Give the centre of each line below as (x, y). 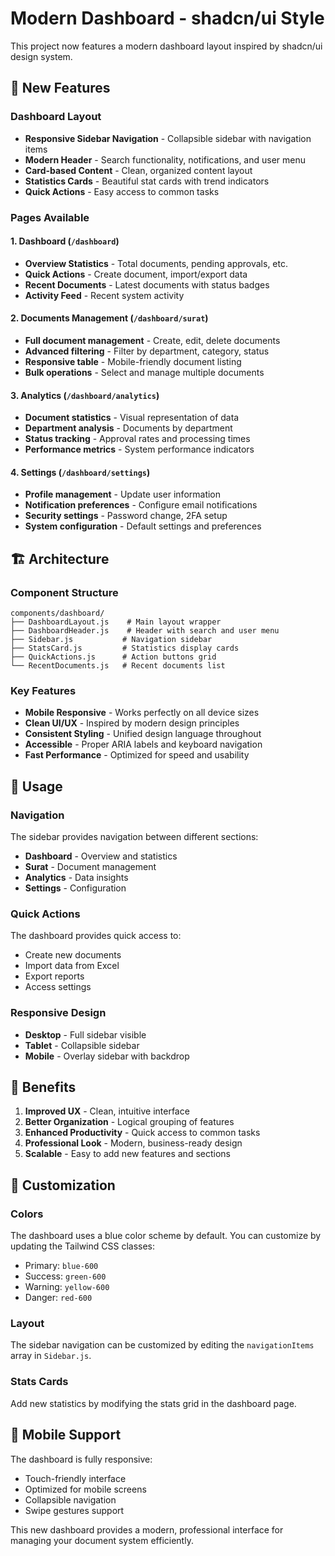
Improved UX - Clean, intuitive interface (107, 1111)
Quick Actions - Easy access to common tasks (122, 191)
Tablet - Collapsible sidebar (82, 1045)
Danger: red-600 (58, 1298)
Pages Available (50, 217)
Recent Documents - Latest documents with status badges (147, 284)
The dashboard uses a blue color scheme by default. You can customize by (166, 1236)
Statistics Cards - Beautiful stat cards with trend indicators (147, 181)
